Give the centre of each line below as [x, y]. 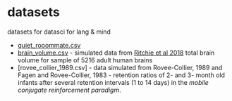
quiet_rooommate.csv [49, 45]
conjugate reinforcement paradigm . [69, 90]
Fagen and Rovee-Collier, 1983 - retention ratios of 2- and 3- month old [121, 75]
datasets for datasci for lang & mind [59, 32]
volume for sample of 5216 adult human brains [85, 60]
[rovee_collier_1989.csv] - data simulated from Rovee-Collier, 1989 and [120, 67]
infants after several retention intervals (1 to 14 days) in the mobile [113, 82]
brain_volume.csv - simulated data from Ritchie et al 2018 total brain [116, 53]
